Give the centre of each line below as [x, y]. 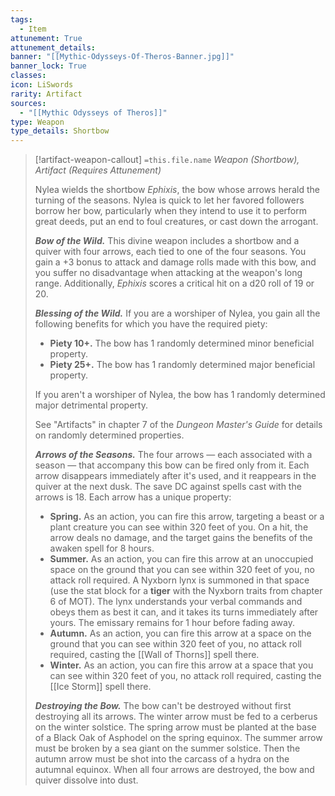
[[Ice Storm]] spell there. [100, 687]
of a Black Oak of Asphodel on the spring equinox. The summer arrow [178, 738]
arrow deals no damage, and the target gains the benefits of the [181, 538]
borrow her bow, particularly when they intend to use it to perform [170, 211]
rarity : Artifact [46, 94]
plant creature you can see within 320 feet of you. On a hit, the [179, 527]
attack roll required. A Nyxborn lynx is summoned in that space [179, 580]
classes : [28, 76]
